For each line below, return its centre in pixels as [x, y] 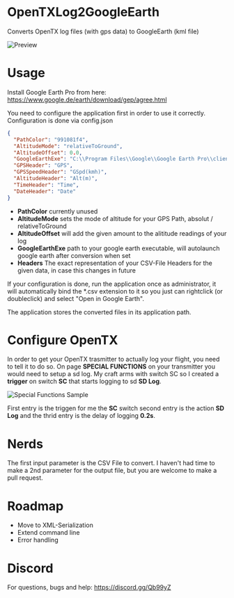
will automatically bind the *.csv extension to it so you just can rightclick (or [115, 291]
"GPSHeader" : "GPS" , [43, 165]
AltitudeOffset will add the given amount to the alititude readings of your [122, 233]
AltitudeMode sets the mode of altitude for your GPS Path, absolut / [115, 218]
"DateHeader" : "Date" [45, 191]
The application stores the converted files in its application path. [99, 312]
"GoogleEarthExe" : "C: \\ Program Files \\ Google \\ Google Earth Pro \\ [114, 159]
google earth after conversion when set [74, 255]
